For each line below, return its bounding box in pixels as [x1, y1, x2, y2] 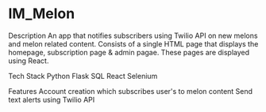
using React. [8, 56, 49, 65]
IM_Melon [8, 5, 75, 23]
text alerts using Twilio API [8, 95, 95, 104]
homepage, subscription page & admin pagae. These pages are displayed [8, 47, 250, 57]
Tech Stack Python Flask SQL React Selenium [8, 71, 158, 80]
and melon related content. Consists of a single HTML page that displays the [8, 39, 259, 48]
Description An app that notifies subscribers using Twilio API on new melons [8, 31, 258, 40]
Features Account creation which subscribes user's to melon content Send [8, 86, 253, 95]
